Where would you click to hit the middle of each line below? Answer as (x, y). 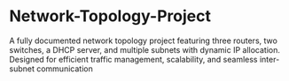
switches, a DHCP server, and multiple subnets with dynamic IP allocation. (145, 49)
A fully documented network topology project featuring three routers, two (143, 40)
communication (65, 69)
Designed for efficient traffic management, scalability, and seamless (134, 59)
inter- (269, 59)
